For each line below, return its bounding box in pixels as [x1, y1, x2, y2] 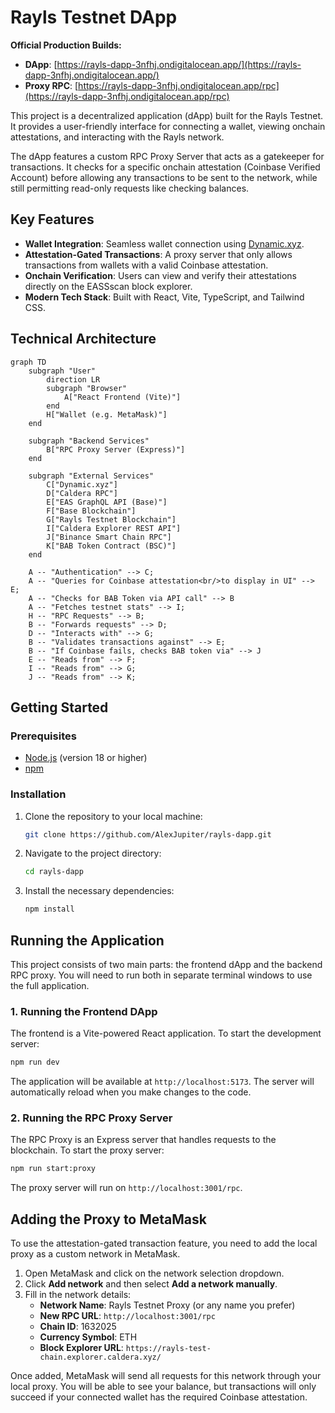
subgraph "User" [28, 366, 97, 376]
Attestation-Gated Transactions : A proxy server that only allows [24, 248, 293, 260]
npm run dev [10, 1057, 60, 1068]
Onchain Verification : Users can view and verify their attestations [24, 269, 297, 281]
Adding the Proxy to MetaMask [10, 1211, 207, 1228]
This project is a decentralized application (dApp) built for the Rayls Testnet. [10, 109, 324, 121]
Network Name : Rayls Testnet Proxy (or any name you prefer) [39, 1299, 296, 1311]
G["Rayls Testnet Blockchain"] [46, 514, 177, 525]
